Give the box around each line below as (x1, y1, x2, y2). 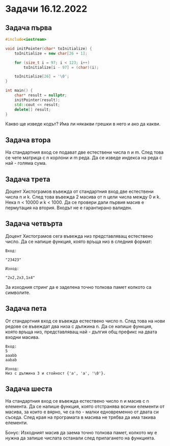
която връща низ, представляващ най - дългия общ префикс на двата (5, 329, 157, 335)
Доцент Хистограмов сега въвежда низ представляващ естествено (5, 233, 154, 239)
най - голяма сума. (5, 160, 47, 166)
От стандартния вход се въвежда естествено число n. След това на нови (5, 317, 165, 324)
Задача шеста (5, 385, 52, 393)
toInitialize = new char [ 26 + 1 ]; (14, 51, 88, 56)
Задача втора (5, 136, 51, 144)
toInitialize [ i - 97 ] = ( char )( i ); (23, 65, 99, 70)
